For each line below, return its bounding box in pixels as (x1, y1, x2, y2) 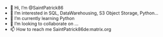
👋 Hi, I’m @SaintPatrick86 (10, 5, 64, 10)
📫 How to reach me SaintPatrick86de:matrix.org (10, 26, 112, 32)
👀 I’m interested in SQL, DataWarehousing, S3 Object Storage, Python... (10, 10, 159, 16)
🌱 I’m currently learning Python (10, 15, 75, 21)
